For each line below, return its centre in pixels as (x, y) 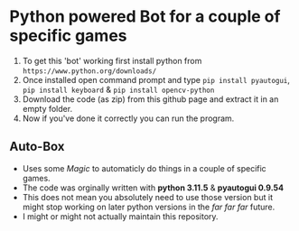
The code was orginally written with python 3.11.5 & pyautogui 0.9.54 (153, 188)
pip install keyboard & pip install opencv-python (118, 89)
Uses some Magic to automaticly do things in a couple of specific (144, 168)
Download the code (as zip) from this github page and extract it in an (150, 99)
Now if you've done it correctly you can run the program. (128, 118)
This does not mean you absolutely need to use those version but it (148, 197)
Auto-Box (37, 147)
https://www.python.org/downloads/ (89, 71)
